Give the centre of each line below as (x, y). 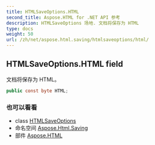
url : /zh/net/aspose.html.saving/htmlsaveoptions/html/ (77, 40)
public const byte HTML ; (37, 91)
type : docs (20, 29)
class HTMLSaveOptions (45, 120)
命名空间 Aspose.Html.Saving (51, 128)
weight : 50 (20, 34)
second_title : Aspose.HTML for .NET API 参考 (63, 17)
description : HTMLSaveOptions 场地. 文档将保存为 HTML (73, 23)
